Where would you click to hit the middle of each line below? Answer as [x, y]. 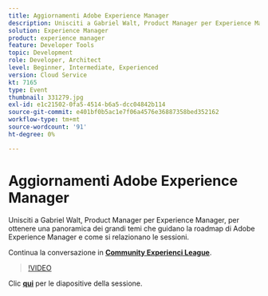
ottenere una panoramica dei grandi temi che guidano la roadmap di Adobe [132, 228]
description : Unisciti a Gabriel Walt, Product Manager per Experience [130, 23]
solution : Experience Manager [59, 30]
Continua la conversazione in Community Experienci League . [110, 252]
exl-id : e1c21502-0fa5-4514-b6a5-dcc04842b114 [87, 105]
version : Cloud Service [48, 75]
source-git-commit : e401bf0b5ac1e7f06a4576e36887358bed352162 [114, 112]
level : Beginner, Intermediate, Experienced [83, 68]
